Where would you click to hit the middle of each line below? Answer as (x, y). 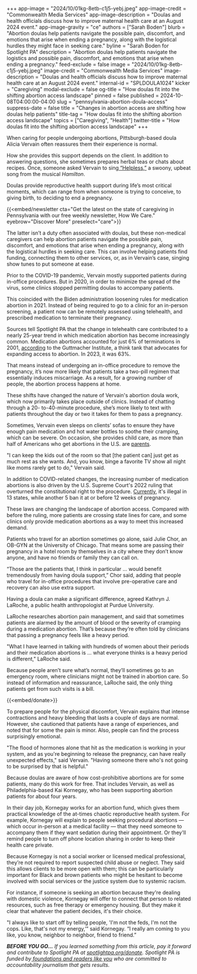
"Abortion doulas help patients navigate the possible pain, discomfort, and (96, 33)
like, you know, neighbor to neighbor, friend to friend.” (72, 935)
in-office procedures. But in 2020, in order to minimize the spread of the (94, 281)
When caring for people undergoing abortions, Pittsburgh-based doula (92, 138)
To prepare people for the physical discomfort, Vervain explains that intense (98, 711)
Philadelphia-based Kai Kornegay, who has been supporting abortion (90, 790)
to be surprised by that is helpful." (47, 766)
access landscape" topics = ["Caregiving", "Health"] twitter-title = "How (93, 120)
